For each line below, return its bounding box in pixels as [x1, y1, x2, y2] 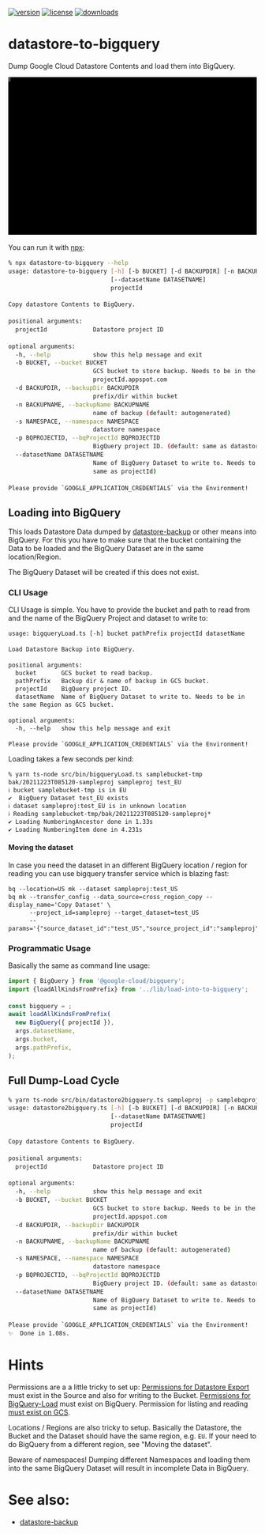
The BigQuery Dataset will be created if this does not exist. [8, 568, 200, 577]
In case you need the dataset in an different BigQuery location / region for [8, 860, 248, 870]
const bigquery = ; [8, 1002, 73, 1010]
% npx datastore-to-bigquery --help [8, 259, 129, 266]
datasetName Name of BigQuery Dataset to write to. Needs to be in [15, 693, 245, 701]
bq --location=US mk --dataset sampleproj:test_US [8, 885, 178, 893]
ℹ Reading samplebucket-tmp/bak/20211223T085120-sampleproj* [8, 810, 211, 818]
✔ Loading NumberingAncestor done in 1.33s [8, 818, 154, 826]
